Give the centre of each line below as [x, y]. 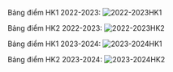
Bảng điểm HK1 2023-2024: [54, 44]
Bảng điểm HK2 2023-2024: [55, 59]
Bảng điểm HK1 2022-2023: [54, 13]
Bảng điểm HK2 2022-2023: [55, 28]
